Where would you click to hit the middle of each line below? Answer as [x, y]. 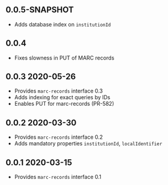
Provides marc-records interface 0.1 [58, 177]
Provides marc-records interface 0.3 [58, 91]
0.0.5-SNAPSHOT [40, 10]
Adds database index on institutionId [63, 24]
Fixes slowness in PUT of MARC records [64, 58]
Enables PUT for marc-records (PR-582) [64, 104]
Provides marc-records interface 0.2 [58, 137]
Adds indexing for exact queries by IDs [62, 97]
